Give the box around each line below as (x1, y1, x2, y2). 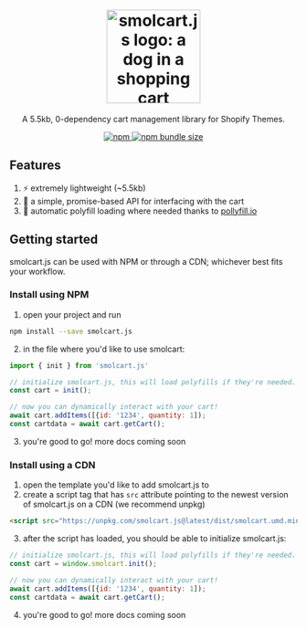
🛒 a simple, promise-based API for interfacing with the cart (22, 195, 245, 206)
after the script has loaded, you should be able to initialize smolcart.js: (22, 533, 287, 544)
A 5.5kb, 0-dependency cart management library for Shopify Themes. (22, 113, 285, 124)
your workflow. (9, 266, 66, 277)
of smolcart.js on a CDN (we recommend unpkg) (22, 498, 206, 510)
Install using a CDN (9, 458, 96, 471)
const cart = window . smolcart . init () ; (9, 560, 157, 569)
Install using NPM (9, 288, 90, 301)
